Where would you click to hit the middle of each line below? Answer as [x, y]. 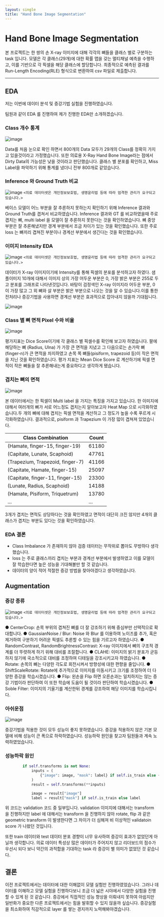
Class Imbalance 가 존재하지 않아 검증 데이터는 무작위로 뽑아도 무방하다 [81, 546]
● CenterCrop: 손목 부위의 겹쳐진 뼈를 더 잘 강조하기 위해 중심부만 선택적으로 [79, 627]
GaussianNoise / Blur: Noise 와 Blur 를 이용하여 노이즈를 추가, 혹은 [93, 633]
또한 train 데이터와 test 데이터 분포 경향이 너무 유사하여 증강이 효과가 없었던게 [79, 837]
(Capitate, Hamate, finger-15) [42, 470]
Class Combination [45, 437]
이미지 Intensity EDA [29, 246]
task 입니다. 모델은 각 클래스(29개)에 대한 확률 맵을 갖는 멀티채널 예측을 [73, 59]
